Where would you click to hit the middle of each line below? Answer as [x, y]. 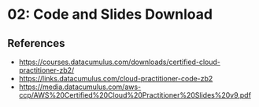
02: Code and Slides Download [110, 14]
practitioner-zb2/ [46, 70]
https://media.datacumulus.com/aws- [80, 87]
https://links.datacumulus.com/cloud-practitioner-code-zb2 [116, 78]
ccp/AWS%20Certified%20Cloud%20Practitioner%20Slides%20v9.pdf [135, 95]
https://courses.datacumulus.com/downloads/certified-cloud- [120, 62]
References [36, 43]
